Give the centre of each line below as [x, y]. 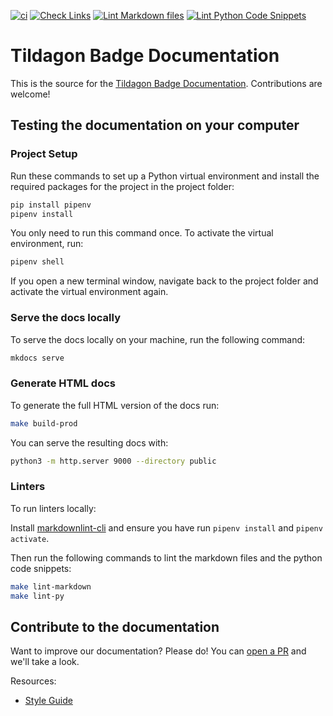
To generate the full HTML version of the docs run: [115, 405]
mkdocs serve [37, 358]
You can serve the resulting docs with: [89, 442]
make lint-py [37, 596]
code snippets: [41, 568]
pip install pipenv [51, 205]
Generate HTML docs [63, 383]
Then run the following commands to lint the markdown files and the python [166, 557]
